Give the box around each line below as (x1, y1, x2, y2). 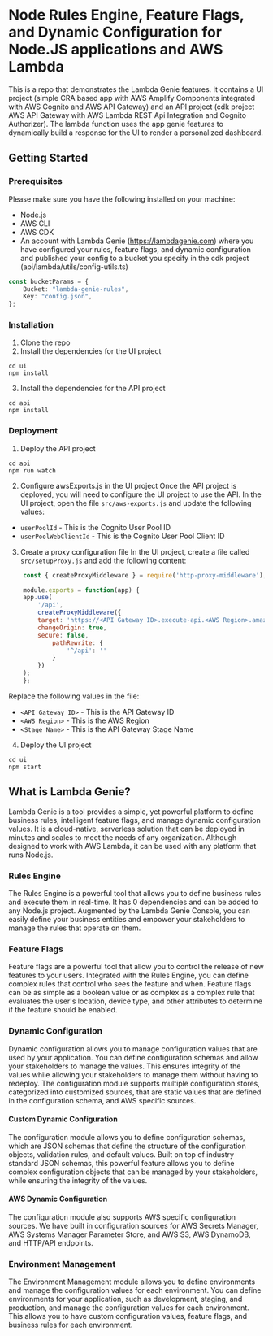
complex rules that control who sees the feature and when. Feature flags (8, 979, 252, 989)
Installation (8, 320, 54, 331)
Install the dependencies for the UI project (19, 346, 162, 356)
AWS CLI (19, 218, 50, 228)
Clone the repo (19, 337, 71, 347)
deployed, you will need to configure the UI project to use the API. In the (19, 490, 262, 499)
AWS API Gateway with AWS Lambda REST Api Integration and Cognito (8, 110, 246, 120)
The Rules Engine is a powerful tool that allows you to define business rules (8, 889, 262, 899)
